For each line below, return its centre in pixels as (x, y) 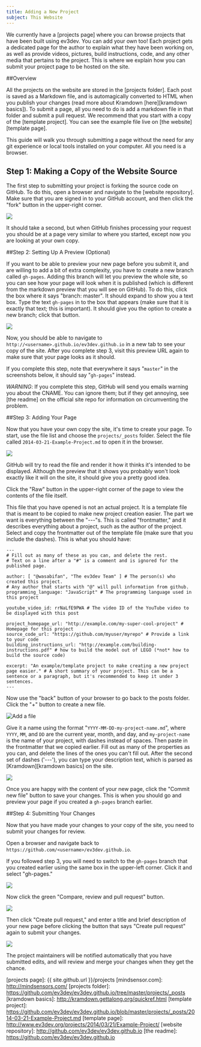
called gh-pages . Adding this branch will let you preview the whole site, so (97, 276)
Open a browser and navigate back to (53, 843)
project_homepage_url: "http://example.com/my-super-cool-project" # (95, 624)
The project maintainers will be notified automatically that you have (89, 956)
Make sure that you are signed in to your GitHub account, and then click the (100, 198)
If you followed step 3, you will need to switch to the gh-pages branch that (97, 861)
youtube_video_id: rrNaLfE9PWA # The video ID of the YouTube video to (97, 608)
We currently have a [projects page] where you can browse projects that (96, 34)
